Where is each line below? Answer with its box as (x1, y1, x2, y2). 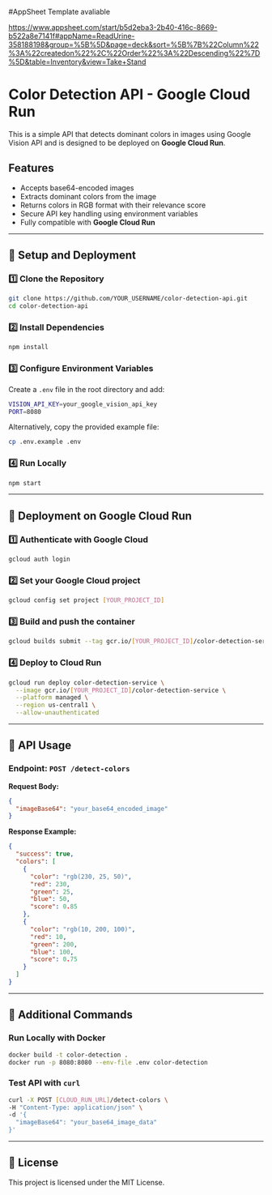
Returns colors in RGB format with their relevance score (19, 200, 206, 210)
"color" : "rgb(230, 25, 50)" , (29, 873, 132, 881)
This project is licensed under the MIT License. (8, 1177, 165, 1187)
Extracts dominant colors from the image (19, 191, 156, 201)
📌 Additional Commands (8, 1008, 134, 1022)
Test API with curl (8, 1078, 81, 1089)
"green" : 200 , (29, 940, 79, 949)
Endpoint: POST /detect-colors (8, 763, 130, 775)
